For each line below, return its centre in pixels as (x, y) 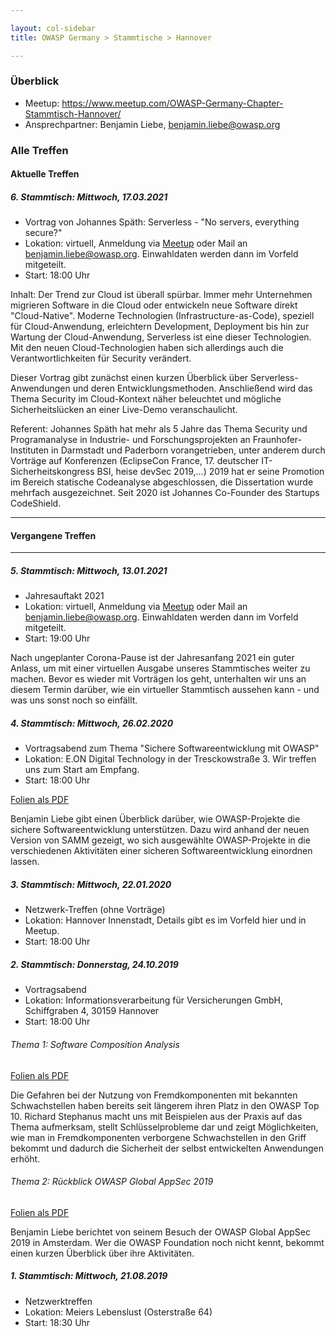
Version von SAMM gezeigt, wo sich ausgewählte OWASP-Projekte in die (160, 840)
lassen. (25, 862)
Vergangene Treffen (53, 535)
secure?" (43, 233)
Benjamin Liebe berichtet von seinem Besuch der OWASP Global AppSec (161, 1232)
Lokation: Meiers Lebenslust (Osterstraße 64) (118, 1312)
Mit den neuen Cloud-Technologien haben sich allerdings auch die (147, 348)
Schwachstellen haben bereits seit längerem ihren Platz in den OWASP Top (165, 1105)
